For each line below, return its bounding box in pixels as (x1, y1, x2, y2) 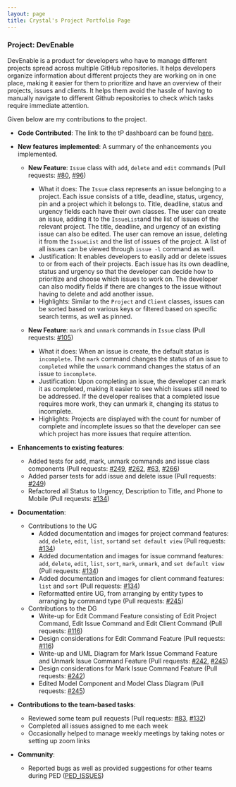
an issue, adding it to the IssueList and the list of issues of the (38, 215, 219, 223)
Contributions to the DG (27, 604, 97, 613)
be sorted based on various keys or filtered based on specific (38, 304, 218, 313)
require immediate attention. (7, 101, 89, 109)
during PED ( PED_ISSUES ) (27, 771, 104, 780)
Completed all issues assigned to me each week (27, 721, 168, 730)
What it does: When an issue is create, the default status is (38, 347, 209, 355)
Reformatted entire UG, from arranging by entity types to (38, 589, 204, 597)
